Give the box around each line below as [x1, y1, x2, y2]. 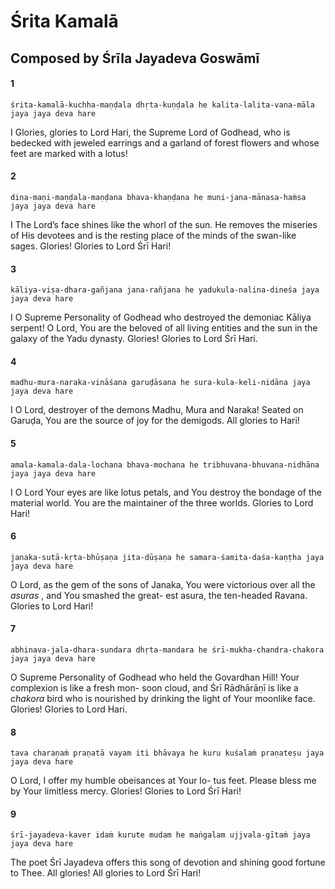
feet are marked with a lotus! [10, 147, 128, 159]
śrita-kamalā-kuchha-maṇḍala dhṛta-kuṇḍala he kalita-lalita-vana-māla [10, 100, 315, 110]
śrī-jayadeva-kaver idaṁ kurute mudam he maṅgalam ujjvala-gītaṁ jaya [10, 830, 311, 840]
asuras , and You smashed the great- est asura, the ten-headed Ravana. [10, 589, 308, 601]
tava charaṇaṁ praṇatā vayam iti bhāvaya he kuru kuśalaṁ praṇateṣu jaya [10, 748, 325, 759]
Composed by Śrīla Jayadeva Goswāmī [10, 50, 260, 67]
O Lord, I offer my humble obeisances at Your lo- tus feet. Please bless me [10, 775, 317, 787]
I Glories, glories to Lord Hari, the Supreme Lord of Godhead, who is [10, 126, 291, 138]
